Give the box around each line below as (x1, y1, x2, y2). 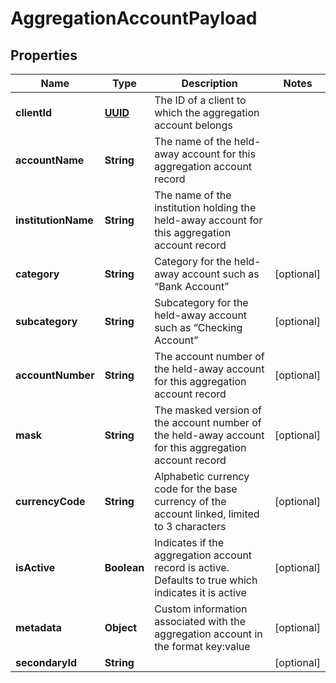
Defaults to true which (154, 573, 258, 587)
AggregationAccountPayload (10, 7, 258, 30)
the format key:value (154, 640, 251, 653)
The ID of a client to (154, 93, 247, 107)
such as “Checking (154, 321, 243, 334)
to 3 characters (154, 520, 227, 533)
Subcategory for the (154, 296, 249, 309)
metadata (15, 621, 62, 634)
